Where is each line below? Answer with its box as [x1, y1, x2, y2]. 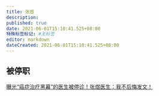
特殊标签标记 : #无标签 [6, 31, 55, 37]
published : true [6, 20, 47, 26]
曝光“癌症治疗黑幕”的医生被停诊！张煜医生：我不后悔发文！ [6, 83, 153, 90]
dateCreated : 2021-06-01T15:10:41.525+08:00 [6, 43, 119, 49]
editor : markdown [6, 37, 50, 43]
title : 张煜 [6, 8, 34, 15]
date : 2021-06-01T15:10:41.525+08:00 [6, 25, 101, 32]
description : [6, 14, 39, 20]
